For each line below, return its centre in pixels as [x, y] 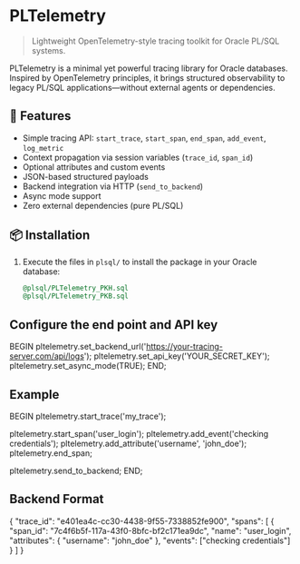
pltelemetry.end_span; [51, 453]
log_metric [43, 148]
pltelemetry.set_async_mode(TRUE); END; [88, 366]
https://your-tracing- [185, 347]
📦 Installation [50, 236]
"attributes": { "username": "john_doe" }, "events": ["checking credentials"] [150, 540]
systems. [48, 50]
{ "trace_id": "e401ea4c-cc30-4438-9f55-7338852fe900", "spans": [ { [142, 521]
